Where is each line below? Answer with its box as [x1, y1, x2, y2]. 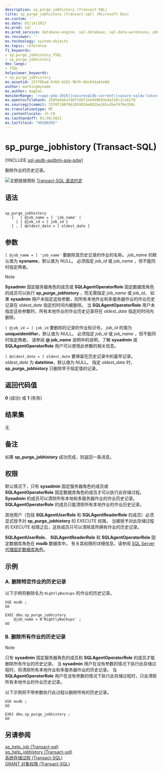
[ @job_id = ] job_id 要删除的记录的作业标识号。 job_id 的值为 [5, 325, 132, 331]
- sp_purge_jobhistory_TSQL [5, 52, 62, 57]
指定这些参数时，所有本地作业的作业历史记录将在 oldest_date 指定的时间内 [5, 308, 154, 314]
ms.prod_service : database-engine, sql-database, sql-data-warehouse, [5, 30, 151, 35]
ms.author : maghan [5, 89, 42, 94]
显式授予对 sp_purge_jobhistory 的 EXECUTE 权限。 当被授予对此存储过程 [5, 518, 154, 524]
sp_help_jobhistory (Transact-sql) [5, 749, 73, 755]
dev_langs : [5, 61, 27, 66]
